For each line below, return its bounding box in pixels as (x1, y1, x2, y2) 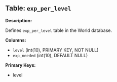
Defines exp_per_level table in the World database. (5, 27, 112, 33)
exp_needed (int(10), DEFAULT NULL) (12, 52, 88, 58)
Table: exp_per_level (5, 4, 71, 13)
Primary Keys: (5, 62, 36, 68)
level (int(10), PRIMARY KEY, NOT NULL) (12, 47, 99, 53)
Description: (5, 17, 32, 23)
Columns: (5, 37, 26, 43)
